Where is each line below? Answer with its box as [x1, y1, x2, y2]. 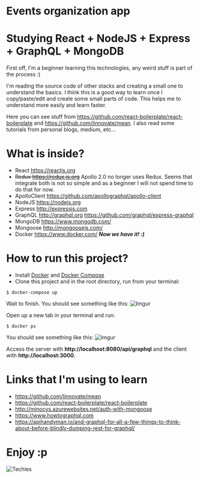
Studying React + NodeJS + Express [6, 32, 190, 46]
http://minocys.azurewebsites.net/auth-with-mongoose [14, 405, 153, 413]
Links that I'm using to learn [6, 373, 148, 387]
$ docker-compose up [6, 289, 58, 295]
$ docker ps [6, 323, 36, 329]
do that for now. [14, 186, 55, 193]
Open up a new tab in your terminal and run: [6, 312, 115, 319]
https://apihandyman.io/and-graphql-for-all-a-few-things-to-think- [14, 418, 181, 425]
